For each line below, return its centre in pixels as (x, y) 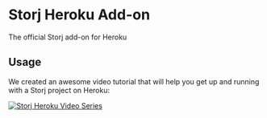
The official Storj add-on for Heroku (68, 37)
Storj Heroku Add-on (79, 15)
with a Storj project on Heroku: (59, 90)
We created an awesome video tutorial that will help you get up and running (134, 81)
